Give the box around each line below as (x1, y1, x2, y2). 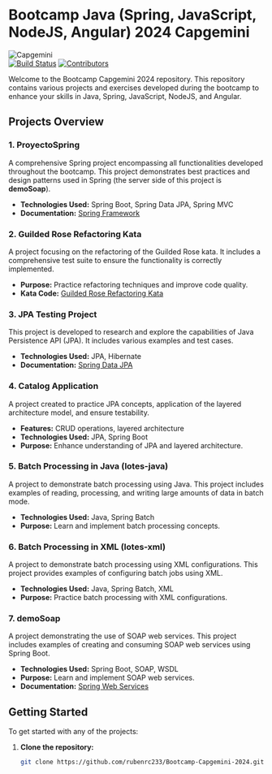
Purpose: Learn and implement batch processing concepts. (19, 521, 221, 530)
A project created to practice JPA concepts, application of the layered (8, 399, 242, 409)
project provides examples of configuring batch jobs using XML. (8, 569, 223, 578)
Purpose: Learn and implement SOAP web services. (19, 672, 195, 683)
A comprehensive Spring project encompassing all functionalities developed (8, 158, 264, 167)
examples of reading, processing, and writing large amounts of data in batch (8, 487, 264, 497)
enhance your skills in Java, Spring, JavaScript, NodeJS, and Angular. (8, 91, 242, 101)
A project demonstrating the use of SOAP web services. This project (8, 631, 237, 641)
